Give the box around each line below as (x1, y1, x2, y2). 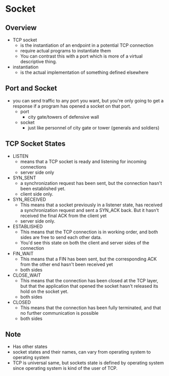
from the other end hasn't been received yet (20, 261, 113, 267)
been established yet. (20, 185, 66, 192)
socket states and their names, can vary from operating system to (12, 349, 151, 355)
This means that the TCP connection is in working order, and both (20, 229, 158, 235)
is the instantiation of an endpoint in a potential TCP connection (20, 42, 154, 48)
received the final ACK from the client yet (20, 212, 107, 219)
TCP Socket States (5, 140, 66, 148)
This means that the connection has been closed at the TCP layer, (20, 277, 159, 283)
